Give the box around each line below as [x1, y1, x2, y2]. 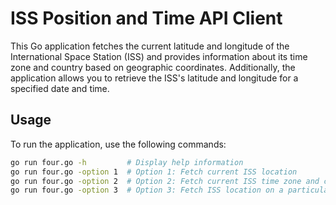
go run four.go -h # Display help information [10, 157, 244, 167]
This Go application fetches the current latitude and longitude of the [10, 40, 290, 52]
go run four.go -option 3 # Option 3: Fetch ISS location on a [10, 185, 284, 196]
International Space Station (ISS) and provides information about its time [10, 50, 308, 62]
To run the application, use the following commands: [10, 138, 227, 150]
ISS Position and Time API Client [10, 7, 283, 30]
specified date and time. [10, 82, 110, 94]
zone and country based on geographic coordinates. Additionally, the [10, 61, 296, 73]
